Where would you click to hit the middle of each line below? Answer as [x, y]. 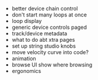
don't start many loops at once [49, 15]
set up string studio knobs [44, 46]
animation [24, 59]
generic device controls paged [49, 27]
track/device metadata [39, 34]
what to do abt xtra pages [43, 40]
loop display [27, 21]
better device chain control [45, 9]
